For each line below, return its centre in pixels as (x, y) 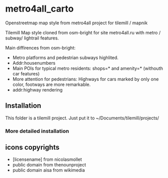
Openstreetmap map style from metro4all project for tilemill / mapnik (76, 23)
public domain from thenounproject (49, 165)
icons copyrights (32, 147)
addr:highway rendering (38, 90)
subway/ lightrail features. (32, 38)
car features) (26, 73)
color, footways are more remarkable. (51, 84)
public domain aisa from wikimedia (49, 170)
